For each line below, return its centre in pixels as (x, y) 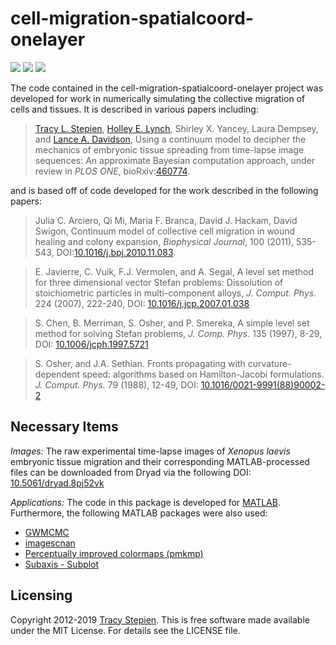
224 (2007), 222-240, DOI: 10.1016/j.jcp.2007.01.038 (142, 303)
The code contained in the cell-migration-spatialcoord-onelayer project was (167, 88)
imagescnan (50, 543)
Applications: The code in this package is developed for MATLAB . (145, 502)
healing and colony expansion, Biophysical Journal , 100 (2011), (164, 241)
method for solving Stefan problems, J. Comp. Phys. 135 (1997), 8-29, (178, 333)
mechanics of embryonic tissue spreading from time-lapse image (169, 149)
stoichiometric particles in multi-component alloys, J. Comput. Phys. (175, 293)
